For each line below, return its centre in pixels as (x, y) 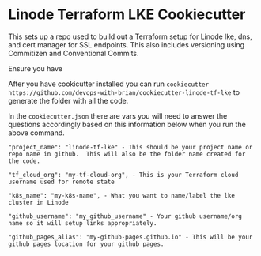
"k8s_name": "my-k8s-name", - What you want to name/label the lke (122, 195)
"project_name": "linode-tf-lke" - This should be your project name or (130, 147)
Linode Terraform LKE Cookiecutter (127, 15)
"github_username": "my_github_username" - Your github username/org (125, 216)
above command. (36, 133)
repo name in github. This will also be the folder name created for (127, 154)
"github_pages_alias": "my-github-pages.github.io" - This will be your (130, 237)
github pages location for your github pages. (86, 244)
